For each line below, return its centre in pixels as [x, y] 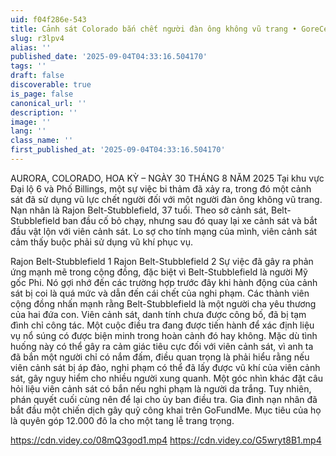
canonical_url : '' [48, 103]
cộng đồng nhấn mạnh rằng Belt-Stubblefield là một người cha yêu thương [163, 303]
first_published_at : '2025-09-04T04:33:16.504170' [118, 150]
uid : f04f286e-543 [48, 19]
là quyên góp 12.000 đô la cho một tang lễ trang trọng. [122, 420]
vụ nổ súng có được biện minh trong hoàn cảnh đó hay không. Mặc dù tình [164, 335]
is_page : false [42, 94]
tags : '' [28, 66]
